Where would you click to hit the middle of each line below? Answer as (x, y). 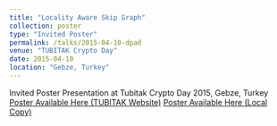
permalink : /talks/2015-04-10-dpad (76, 42)
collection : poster (46, 26)
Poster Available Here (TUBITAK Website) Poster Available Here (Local (138, 102)
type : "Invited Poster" (54, 34)
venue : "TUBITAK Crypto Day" (63, 51)
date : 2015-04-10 (42, 59)
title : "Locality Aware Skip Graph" (77, 17)
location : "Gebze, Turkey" (59, 68)
